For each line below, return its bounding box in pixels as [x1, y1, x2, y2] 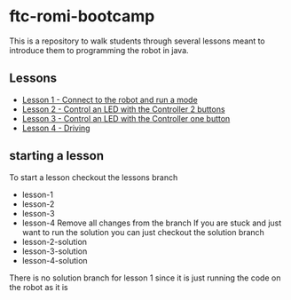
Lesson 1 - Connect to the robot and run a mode [21, 94, 198, 105]
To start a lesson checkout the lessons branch [9, 171, 178, 183]
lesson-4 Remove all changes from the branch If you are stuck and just [21, 217, 282, 228]
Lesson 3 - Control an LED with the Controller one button [21, 113, 231, 123]
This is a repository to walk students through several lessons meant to [9, 36, 266, 46]
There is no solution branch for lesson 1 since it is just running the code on [9, 272, 281, 283]
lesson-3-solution [21, 246, 88, 257]
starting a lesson [9, 148, 105, 163]
